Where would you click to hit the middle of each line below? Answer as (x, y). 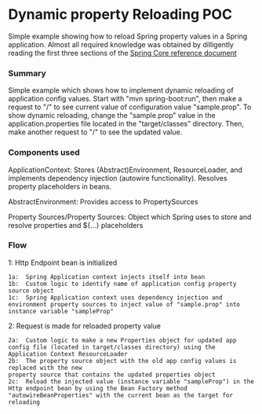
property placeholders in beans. (60, 186)
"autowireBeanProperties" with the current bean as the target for (121, 395)
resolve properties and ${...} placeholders (76, 225)
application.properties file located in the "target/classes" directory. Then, (126, 124)
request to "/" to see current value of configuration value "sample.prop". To (130, 107)
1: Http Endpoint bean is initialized (63, 262)
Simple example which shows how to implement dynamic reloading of (121, 90)
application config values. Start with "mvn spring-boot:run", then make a (125, 99)
